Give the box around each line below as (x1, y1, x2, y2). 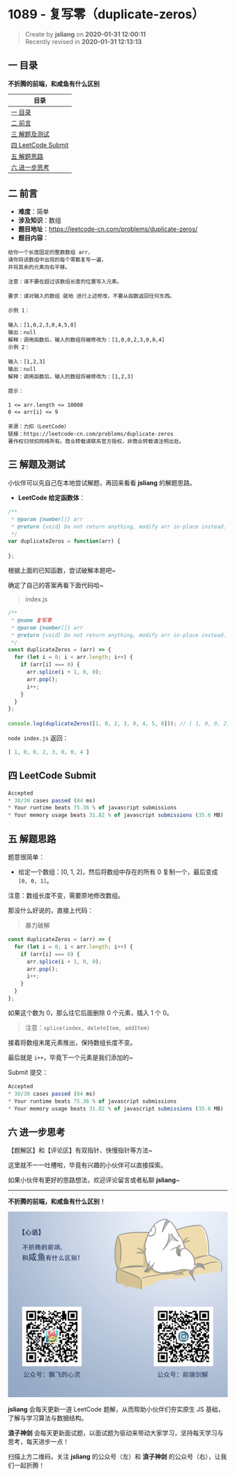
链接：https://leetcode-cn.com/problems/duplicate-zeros (8, 431, 174, 438)
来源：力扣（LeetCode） (8, 423, 70, 431)
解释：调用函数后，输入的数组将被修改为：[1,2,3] (8, 373, 134, 380)
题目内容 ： (17, 234, 50, 242)
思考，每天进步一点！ (8, 1437, 69, 1446)
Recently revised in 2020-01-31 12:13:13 (24, 37, 142, 46)
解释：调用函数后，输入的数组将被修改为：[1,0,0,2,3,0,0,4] (8, 337, 165, 344)
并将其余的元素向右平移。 (8, 264, 70, 271)
